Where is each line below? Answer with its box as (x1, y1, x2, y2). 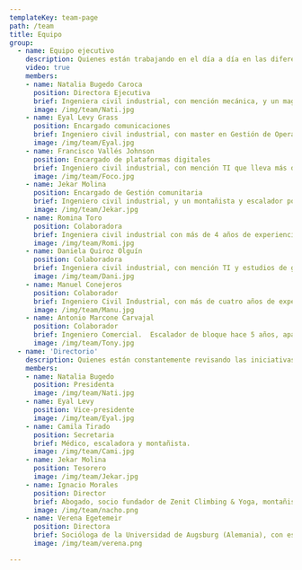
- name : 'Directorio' (17, 346, 99, 355)
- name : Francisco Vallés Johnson (25, 146, 155, 155)
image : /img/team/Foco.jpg (32, 171, 135, 180)
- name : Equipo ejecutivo (17, 47, 115, 56)
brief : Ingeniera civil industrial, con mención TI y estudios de (32, 264, 288, 273)
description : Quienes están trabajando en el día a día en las (25, 55, 268, 64)
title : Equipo (9, 30, 63, 39)
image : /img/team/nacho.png (32, 505, 139, 514)
